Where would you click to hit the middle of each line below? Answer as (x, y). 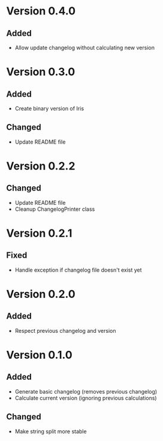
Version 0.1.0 (40, 355)
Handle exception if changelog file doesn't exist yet (78, 270)
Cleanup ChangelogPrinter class (55, 209)
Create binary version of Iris (49, 108)
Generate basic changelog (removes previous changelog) (86, 391)
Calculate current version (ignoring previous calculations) (86, 398)
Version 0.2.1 (39, 233)
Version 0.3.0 (41, 72)
